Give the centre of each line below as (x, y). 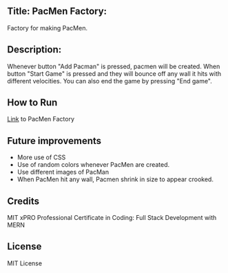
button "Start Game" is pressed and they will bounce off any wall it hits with (114, 73)
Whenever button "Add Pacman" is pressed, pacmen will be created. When (114, 66)
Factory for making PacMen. (48, 28)
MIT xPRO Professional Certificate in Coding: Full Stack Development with (112, 218)
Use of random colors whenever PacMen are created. (93, 165)
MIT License (25, 263)
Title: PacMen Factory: (57, 11)
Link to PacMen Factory (41, 119)
